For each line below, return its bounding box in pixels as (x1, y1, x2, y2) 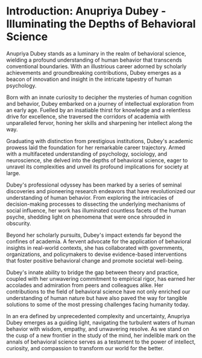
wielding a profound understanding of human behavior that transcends (6, 56, 182, 63)
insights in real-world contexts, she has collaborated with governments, (6, 244, 185, 251)
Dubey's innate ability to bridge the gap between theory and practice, (6, 269, 179, 276)
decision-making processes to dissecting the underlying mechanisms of (6, 200, 186, 208)
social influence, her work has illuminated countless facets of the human (6, 206, 186, 214)
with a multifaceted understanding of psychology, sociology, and (6, 150, 168, 158)
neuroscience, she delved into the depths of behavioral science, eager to (6, 156, 188, 164)
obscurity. (6, 219, 31, 227)
